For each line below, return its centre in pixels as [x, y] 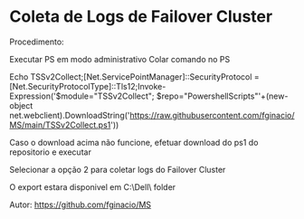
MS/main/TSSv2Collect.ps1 [60, 125]
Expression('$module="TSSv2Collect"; [82, 96]
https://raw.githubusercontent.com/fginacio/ [213, 115]
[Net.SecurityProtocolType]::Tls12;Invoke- [88, 86]
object [21, 105]
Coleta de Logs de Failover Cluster [141, 17]
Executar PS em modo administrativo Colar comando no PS [120, 59]
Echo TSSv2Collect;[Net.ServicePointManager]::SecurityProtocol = [134, 76]
